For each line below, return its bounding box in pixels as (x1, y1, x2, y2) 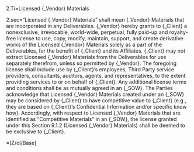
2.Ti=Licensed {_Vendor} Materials (6, 5, 89, 12)
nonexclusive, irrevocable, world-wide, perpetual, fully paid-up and (6, 29, 168, 36)
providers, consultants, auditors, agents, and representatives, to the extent (6, 72, 186, 79)
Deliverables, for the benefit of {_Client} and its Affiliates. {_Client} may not (6, 47, 186, 54)
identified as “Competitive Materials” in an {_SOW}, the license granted (6, 116, 177, 122)
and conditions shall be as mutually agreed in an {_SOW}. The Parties (6, 85, 174, 91)
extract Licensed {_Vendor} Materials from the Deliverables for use (6, 54, 167, 60)
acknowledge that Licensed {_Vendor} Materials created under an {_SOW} (6, 91, 185, 98)
